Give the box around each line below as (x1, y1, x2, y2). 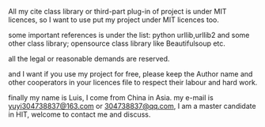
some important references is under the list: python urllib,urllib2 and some (8, 31, 250, 39)
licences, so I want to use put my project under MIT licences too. (8, 15, 219, 24)
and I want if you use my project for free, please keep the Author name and (8, 69, 253, 78)
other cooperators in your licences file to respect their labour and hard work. (8, 78, 258, 87)
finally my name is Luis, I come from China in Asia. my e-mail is (8, 93, 214, 102)
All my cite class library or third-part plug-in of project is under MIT (8, 7, 227, 16)
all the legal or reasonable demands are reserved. (8, 54, 170, 63)
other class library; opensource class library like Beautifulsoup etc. (8, 39, 225, 48)
